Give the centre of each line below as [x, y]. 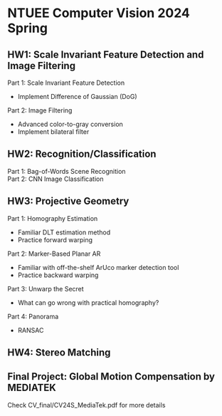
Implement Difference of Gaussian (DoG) [77, 97]
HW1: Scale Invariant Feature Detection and [106, 54]
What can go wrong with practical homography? [88, 302]
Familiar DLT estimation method [64, 232]
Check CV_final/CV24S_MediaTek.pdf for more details [86, 405]
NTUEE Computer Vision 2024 [99, 13]
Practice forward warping [55, 239]
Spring [28, 28]
